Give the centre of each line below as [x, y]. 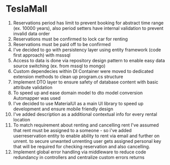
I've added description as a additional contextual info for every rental [85, 114]
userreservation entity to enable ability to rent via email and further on [86, 136]
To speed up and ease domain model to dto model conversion [78, 93]
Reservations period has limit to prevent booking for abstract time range [88, 23]
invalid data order [31, 33]
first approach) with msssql [42, 55]
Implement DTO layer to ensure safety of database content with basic [86, 82]
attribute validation [33, 87]
